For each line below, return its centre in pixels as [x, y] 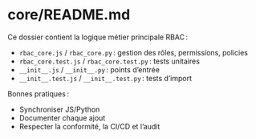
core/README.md [69, 15]
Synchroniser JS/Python [59, 109]
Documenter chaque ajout [62, 117]
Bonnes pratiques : [39, 93]
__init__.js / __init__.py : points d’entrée [89, 69]
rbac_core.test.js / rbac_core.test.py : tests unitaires [109, 61]
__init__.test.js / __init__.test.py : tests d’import [106, 78]
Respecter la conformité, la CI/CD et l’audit [89, 126]
